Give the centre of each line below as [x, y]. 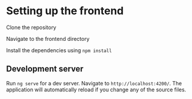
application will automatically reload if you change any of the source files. [96, 90]
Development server [45, 69]
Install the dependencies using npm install [59, 50]
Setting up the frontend [65, 11]
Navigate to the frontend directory [48, 39]
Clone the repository [31, 27]
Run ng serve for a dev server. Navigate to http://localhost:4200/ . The [94, 83]
